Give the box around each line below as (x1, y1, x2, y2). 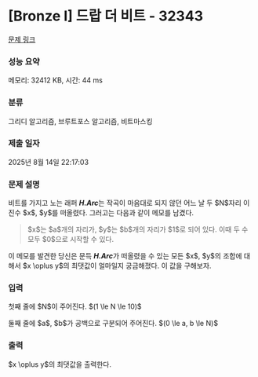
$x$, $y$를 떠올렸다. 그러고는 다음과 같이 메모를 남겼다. (22, 208, 194, 218)
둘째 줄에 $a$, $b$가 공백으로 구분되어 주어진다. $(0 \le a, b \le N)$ (8, 319, 218, 328)
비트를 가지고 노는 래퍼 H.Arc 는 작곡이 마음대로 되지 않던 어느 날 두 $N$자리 (8, 198, 242, 208)
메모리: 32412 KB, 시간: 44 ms (8, 75, 104, 85)
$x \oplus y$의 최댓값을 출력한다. (8, 359, 112, 369)
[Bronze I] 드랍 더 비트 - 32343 (8, 7, 204, 25)
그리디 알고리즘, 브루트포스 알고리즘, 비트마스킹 (8, 116, 153, 126)
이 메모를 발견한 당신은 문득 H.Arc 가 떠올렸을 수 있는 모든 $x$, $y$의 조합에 (8, 251, 242, 261)
